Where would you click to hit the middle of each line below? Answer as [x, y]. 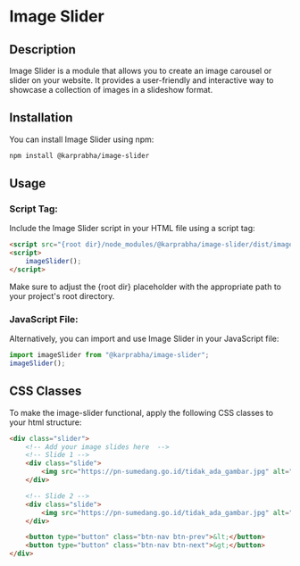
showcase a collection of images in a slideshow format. [111, 90]
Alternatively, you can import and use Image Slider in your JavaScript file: [144, 339]
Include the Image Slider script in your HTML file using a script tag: [133, 229]
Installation [41, 118]
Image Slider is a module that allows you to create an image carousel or [141, 71]
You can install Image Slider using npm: [82, 139]
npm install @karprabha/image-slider [79, 155]
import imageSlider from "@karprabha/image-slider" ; [109, 355]
